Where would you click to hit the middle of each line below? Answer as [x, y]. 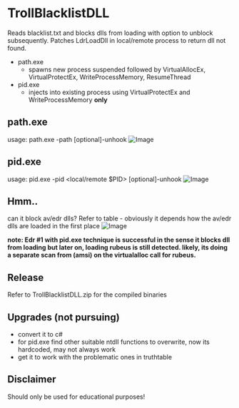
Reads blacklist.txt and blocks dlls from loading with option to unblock [110, 33]
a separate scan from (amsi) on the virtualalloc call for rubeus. [102, 255]
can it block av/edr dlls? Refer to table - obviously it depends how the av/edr [119, 218]
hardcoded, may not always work [67, 350]
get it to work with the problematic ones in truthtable [95, 357]
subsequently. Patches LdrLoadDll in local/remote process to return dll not [117, 40]
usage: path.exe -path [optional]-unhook [67, 139]
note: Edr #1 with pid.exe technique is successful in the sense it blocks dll [119, 240]
